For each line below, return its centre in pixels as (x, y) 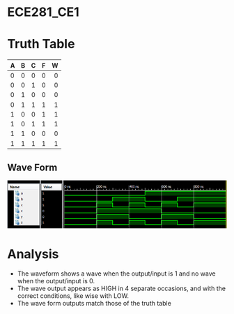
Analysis (33, 254)
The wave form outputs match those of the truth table (94, 303)
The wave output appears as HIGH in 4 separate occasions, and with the (122, 288)
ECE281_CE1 (44, 12)
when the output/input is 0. (56, 281)
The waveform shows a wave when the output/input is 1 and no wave (116, 274)
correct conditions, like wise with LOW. (73, 296)
